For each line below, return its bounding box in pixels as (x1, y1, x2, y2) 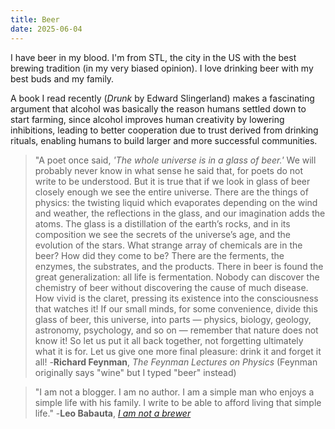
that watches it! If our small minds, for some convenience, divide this (34, 302, 318, 315)
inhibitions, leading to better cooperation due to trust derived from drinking (10, 124, 319, 136)
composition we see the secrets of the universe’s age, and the (34, 228, 292, 240)
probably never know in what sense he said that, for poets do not (34, 164, 304, 176)
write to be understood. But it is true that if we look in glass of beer (34, 175, 311, 187)
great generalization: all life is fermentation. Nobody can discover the (34, 271, 320, 283)
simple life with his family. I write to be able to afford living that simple (34, 396, 322, 408)
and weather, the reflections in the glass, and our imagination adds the (34, 207, 326, 219)
